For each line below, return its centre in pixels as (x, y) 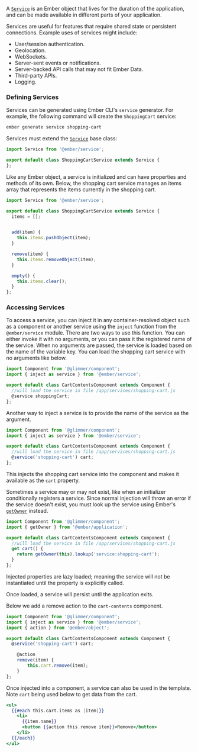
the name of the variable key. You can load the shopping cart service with (96, 352)
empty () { (23, 276)
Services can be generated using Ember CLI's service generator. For (90, 110)
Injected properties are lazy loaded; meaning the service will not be (88, 576)
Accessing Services (35, 307)
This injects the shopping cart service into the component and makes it (92, 474)
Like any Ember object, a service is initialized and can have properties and (96, 176)
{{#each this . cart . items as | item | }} (58, 711)
